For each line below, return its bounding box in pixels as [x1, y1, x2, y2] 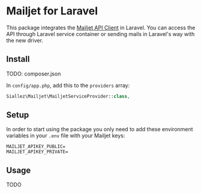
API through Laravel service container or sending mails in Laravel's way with [6, 30, 195, 37]
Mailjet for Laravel [6, 4, 98, 18]
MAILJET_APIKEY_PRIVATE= [6, 149, 68, 155]
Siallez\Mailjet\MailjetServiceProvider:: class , [6, 93, 130, 99]
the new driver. [6, 37, 44, 44]
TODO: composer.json [6, 70, 61, 77]
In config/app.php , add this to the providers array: [6, 82, 130, 89]
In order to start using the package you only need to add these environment [6, 126, 193, 133]
